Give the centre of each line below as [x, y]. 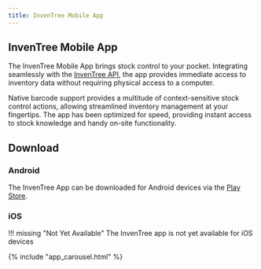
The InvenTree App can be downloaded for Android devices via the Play [125, 188]
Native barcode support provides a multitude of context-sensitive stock [124, 98]
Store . [18, 196]
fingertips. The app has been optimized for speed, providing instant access [130, 115]
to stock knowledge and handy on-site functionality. [92, 123]
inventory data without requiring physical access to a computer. [111, 83]
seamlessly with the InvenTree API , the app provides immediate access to [127, 75]
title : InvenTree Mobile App [56, 15]
